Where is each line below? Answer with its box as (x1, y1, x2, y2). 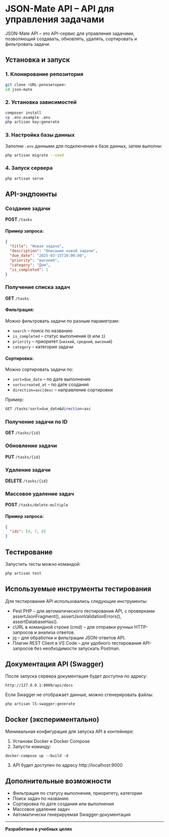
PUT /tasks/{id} (5, 453, 41, 460)
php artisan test (5, 571, 42, 576)
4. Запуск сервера (5, 165, 53, 172)
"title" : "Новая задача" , (10, 244, 64, 249)
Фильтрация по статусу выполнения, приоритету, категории (12, 790, 142, 796)
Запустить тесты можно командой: (5, 561, 81, 567)
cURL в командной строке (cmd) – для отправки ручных (12, 624, 133, 630)
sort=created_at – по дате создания (12, 382, 89, 388)
